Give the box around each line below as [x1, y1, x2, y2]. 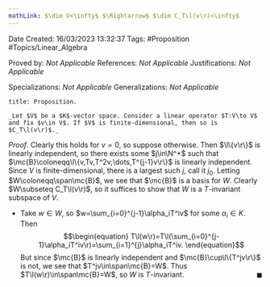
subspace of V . [8, 193, 59, 203]
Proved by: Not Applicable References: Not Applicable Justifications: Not [8, 58, 251, 68]
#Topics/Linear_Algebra [8, 42, 88, 52]
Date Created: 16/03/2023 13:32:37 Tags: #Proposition [8, 34, 190, 43]
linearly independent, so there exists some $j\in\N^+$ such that [8, 148, 219, 158]
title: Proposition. [8, 97, 78, 105]
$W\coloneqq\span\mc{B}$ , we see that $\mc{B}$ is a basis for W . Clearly [8, 176, 258, 186]
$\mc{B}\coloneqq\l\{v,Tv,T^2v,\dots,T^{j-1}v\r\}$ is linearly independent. [8, 157, 252, 166]
